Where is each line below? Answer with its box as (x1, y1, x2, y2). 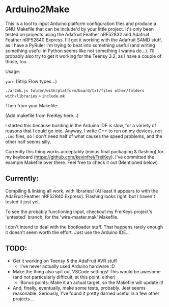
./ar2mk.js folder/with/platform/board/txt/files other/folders (5, 88, 145, 93)
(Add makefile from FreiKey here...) (5, 112, 79, 119)
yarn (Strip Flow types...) (5, 78, 57, 84)
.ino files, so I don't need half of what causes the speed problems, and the (5, 133, 163, 139)
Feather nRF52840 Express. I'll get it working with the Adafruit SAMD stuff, (5, 37, 162, 43)
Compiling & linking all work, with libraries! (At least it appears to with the (5, 187, 158, 194)
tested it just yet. (5, 198, 40, 205)
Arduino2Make (5, 4, 70, 15)
